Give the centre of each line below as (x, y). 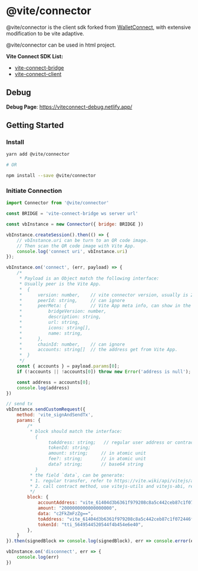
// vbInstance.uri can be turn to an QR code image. (83, 240)
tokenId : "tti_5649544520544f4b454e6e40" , (90, 524)
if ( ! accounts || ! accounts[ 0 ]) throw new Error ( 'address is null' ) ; (104, 372)
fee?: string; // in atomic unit (97, 459)
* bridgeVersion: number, (63, 311)
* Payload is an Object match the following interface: (89, 278)
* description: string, (60, 317)
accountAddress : (57, 503)
